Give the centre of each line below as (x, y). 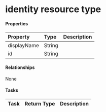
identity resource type (53, 9)
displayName (23, 46)
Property (19, 37)
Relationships (20, 67)
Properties (17, 23)
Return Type (40, 103)
